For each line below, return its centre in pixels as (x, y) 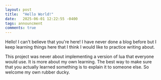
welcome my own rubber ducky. (38, 72)
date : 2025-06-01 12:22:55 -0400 (41, 19)
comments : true (21, 28)
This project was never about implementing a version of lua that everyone (80, 56)
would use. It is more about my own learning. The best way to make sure (79, 62)
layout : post (18, 10)
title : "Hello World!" (29, 14)
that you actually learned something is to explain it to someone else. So (77, 67)
